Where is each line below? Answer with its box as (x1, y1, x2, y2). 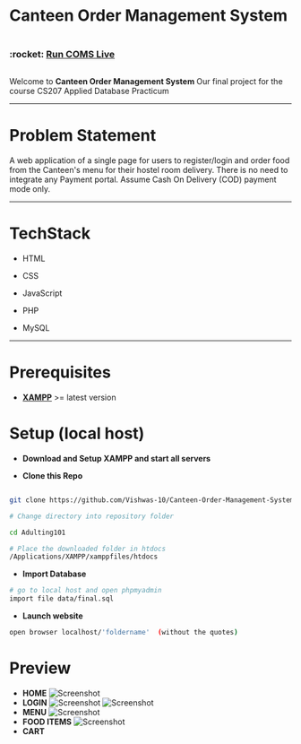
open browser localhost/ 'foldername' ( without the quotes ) (9, 628, 239, 637)
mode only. (9, 184, 51, 195)
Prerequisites (9, 362, 112, 383)
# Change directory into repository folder (9, 512, 175, 521)
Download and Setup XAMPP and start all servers (21, 453, 211, 463)
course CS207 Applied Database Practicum (9, 86, 169, 97)
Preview (9, 658, 72, 679)
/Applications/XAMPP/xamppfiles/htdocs (9, 552, 159, 561)
